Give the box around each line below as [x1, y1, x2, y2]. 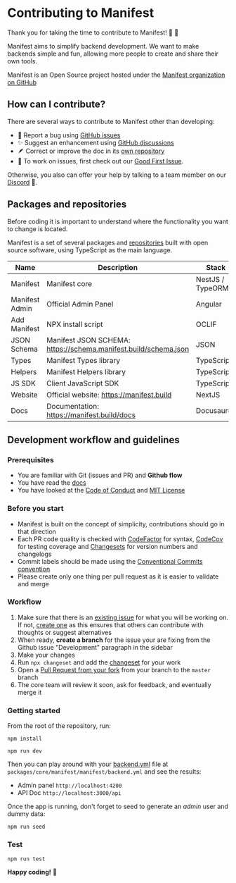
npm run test [7, 856, 46, 863]
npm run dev [7, 748, 42, 755]
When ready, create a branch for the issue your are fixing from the [17, 636, 211, 644]
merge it [17, 688, 42, 696]
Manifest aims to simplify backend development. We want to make [7, 42, 199, 50]
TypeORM [195, 283, 230, 293]
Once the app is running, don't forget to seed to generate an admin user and [7, 802, 228, 811]
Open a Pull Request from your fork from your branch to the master [17, 665, 211, 674]
